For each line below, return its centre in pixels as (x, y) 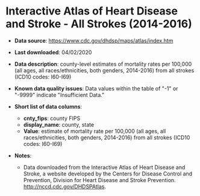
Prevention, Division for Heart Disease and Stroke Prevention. (99, 180)
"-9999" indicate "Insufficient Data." (59, 95)
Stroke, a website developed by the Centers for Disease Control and (108, 174)
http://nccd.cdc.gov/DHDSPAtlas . (65, 186)
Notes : (23, 156)
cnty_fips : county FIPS (52, 118)
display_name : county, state (59, 124)
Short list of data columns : (48, 106)
